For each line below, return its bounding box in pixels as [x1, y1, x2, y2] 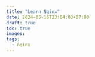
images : [6, 31, 26, 37]
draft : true [6, 20, 36, 26]
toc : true [6, 25, 31, 31]
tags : [6, 36, 20, 42]
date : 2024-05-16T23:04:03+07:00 [6, 14, 90, 20]
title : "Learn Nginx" [6, 8, 60, 15]
